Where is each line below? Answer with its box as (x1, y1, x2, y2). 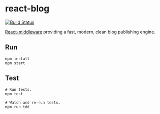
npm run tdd (5, 104, 30, 109)
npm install (5, 56, 30, 61)
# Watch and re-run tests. (5, 100, 61, 105)
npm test (5, 91, 23, 96)
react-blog (5, 3, 50, 14)
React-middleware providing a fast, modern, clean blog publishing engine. (5, 29, 156, 35)
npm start (5, 60, 26, 66)
